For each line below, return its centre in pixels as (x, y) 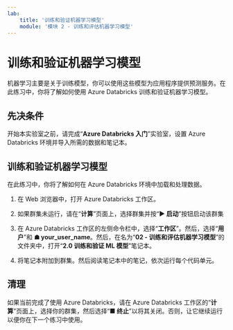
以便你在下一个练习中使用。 (47, 320)
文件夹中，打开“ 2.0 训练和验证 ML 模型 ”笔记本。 (86, 246)
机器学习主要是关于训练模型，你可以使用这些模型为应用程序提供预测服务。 (113, 83)
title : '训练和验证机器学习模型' (62, 20)
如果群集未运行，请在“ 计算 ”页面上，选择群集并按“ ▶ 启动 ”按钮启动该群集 (120, 213)
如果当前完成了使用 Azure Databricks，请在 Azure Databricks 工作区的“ (109, 302)
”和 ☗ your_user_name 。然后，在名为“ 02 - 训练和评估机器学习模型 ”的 (124, 237)
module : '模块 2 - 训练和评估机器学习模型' (77, 26)
